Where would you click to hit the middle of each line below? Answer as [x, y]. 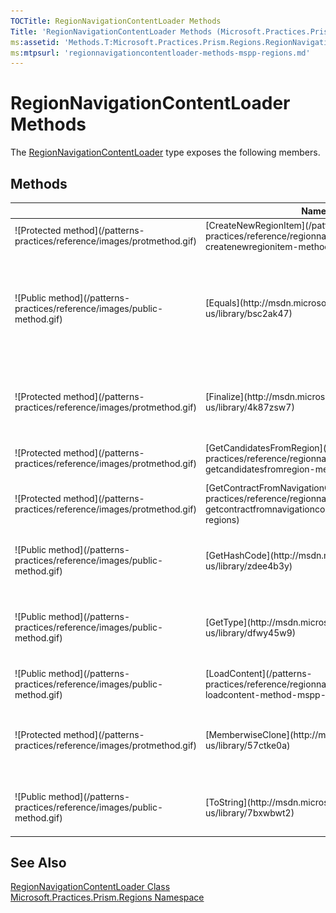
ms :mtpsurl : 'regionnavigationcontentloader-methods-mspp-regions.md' [160, 53]
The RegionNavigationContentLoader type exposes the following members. [165, 152]
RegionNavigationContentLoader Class [90, 887]
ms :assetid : [35, 42]
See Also [38, 862]
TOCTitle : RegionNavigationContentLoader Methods [116, 21]
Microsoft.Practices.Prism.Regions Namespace [107, 897]
